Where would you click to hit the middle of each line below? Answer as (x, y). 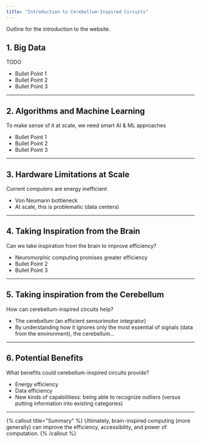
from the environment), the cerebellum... (65, 333)
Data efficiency (33, 390)
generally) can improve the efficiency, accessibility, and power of (86, 427)
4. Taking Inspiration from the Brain (73, 231)
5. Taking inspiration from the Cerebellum (85, 295)
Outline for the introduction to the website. (58, 29)
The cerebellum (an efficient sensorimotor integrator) (80, 321)
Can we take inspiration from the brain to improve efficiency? (81, 246)
